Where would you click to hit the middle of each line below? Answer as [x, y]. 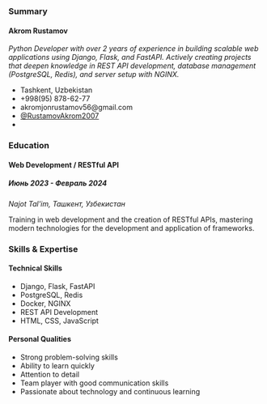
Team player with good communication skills [94, 383]
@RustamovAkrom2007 [59, 116]
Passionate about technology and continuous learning [110, 391]
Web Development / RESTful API [64, 164]
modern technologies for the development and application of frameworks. [131, 228]
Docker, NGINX [45, 303]
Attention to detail [50, 374]
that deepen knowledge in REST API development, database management [132, 66]
